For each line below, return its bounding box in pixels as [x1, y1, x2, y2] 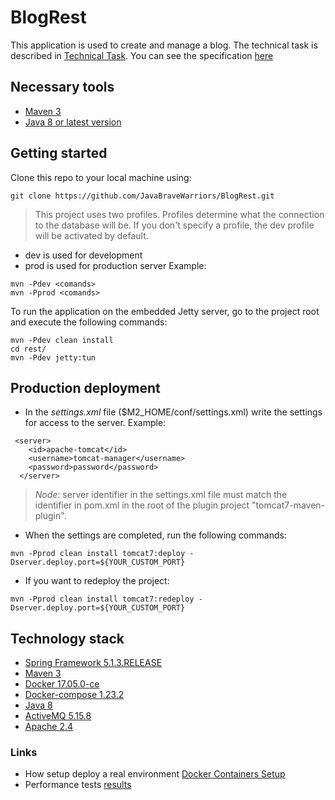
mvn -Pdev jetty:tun [10, 352, 97, 363]
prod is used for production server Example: [24, 259, 207, 271]
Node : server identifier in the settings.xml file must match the [34, 489, 288, 501]
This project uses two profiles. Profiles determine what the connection [34, 208, 325, 220]
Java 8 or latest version [24, 116, 122, 128]
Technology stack [10, 630, 125, 647]
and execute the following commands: [10, 316, 168, 328]
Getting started [10, 145, 108, 162]
